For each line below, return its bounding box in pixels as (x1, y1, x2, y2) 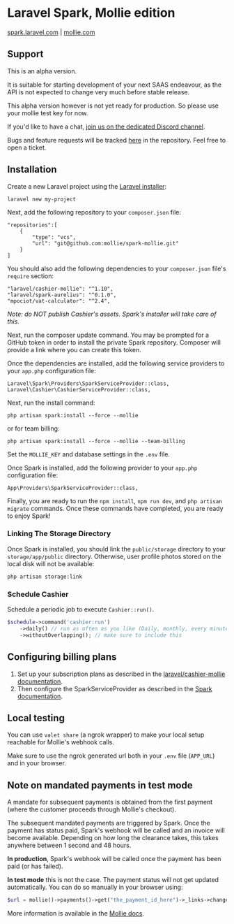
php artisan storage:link (7, 573, 82, 580)
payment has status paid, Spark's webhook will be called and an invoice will (7, 826, 225, 835)
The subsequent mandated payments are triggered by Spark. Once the (7, 819, 210, 828)
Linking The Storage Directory (7, 529, 111, 539)
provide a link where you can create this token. (7, 345, 141, 354)
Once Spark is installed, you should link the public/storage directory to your (7, 544, 226, 553)
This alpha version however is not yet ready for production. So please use (7, 101, 219, 110)
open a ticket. (7, 143, 47, 152)
